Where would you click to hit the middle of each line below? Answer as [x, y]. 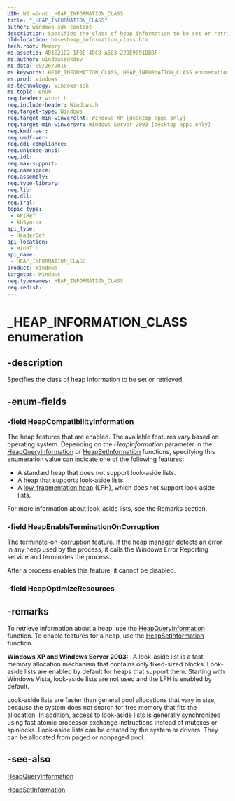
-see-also [29, 759]
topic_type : [24, 210]
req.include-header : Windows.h [53, 105]
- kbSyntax [26, 222]
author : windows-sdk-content [50, 27]
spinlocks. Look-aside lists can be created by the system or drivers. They [113, 730]
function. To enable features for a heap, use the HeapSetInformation [106, 636]
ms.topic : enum [29, 92]
